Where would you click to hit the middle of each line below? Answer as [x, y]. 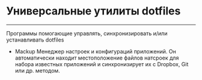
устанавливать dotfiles [35, 40]
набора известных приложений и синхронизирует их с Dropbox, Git [102, 64]
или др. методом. [37, 70]
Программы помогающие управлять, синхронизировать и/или [87, 33]
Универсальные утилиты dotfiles [93, 11]
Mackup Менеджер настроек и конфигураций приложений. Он [95, 51]
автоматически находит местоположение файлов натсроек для [97, 58]
